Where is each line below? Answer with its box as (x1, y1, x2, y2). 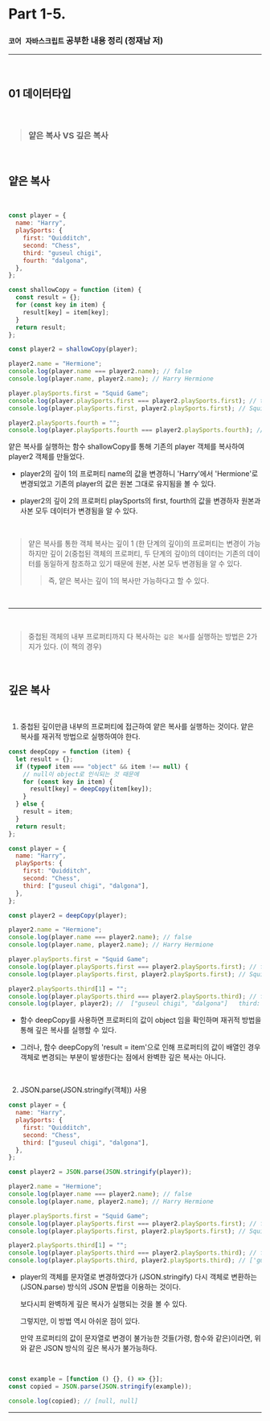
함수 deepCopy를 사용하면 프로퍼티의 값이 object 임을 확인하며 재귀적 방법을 (19, 1015, 262, 1025)
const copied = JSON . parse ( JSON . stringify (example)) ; (8, 1382, 193, 1390)
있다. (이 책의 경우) (43, 642, 102, 651)
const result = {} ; (15, 294, 81, 302)
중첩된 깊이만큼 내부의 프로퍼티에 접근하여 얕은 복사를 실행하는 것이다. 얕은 (19, 721, 255, 732)
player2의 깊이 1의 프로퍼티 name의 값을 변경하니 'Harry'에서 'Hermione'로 (19, 469, 259, 478)
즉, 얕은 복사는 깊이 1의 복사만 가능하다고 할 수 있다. (47, 576, 210, 585)
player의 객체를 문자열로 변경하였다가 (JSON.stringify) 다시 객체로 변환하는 (19, 1272, 257, 1282)
